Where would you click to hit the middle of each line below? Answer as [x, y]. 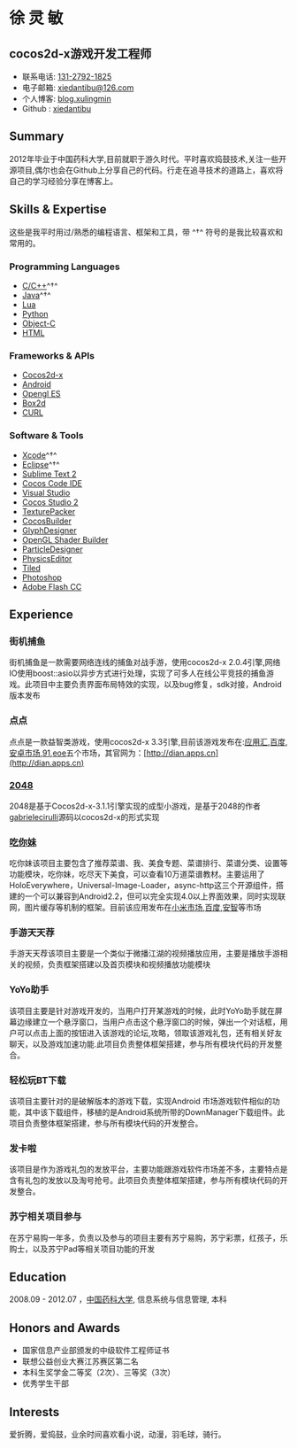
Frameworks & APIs [52, 355]
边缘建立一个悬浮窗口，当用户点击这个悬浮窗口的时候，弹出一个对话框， [148, 1022]
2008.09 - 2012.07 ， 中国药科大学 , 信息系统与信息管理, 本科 [118, 1299]
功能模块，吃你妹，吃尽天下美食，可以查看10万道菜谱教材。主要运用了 [137, 874]
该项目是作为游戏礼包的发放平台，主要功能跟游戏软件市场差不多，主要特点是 [148, 1169]
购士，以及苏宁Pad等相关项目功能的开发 [82, 1249]
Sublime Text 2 [49, 474]
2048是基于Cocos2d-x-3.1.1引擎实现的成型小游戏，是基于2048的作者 [135, 806]
